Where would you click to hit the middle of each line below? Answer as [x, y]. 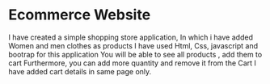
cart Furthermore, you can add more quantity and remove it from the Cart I [133, 63]
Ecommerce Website [80, 15]
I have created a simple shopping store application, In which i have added [131, 37]
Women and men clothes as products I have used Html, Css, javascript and [133, 45]
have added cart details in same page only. [80, 71]
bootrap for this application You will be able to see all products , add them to [135, 54]
